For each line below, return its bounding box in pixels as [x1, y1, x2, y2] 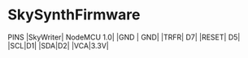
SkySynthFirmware [7, 6, 141, 24]
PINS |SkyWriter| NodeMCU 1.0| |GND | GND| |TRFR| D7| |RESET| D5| [7, 32, 241, 42]
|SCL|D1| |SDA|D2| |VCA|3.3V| [7, 40, 109, 50]
